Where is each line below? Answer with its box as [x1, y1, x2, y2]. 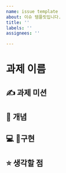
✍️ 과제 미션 [6, 87, 47, 97]
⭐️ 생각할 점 [6, 158, 43, 168]
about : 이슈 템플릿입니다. [6, 14, 61, 20]
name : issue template [6, 8, 58, 15]
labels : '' [6, 25, 32, 31]
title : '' [6, 19, 30, 25]
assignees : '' [6, 30, 41, 36]
